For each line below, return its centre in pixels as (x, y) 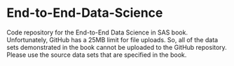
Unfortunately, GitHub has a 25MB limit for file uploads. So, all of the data (112, 39)
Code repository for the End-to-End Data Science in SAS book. (97, 32)
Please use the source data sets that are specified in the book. (97, 55)
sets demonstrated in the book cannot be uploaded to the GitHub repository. (117, 47)
